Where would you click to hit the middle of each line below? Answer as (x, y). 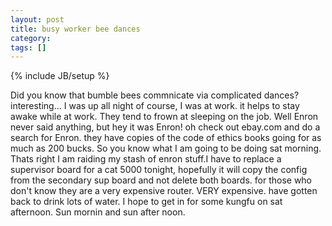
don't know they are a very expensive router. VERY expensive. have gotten (164, 191)
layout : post (37, 19)
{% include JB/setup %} (60, 76)
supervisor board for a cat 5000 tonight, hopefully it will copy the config (159, 170)
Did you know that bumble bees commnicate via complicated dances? (155, 95)
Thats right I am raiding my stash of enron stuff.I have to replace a (146, 159)
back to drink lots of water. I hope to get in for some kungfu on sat (146, 202)
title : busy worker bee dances (75, 29)
